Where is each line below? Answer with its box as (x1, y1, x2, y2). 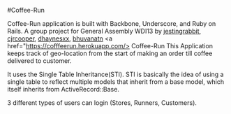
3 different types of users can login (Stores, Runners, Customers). (7, 99, 198, 107)
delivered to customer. (7, 57, 72, 65)
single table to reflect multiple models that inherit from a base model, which (7, 78, 225, 86)
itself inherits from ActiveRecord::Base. (7, 85, 120, 93)
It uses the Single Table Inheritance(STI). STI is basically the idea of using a (7, 70, 224, 78)
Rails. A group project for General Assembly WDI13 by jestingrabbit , (7, 27, 202, 35)
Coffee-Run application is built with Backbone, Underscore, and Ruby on (7, 20, 216, 27)
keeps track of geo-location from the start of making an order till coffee (7, 49, 213, 57)
